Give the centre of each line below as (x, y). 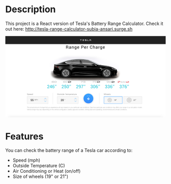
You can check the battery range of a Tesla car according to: (69, 150)
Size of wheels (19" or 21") (40, 176)
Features (24, 136)
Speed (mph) (26, 160)
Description (31, 9)
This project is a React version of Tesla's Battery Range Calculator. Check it (84, 23)
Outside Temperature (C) (39, 166)
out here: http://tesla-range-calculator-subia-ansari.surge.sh (69, 29)
